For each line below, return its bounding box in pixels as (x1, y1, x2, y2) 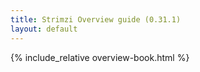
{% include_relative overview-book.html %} (10, 51, 190, 63)
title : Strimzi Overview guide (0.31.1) (10, 14, 182, 25)
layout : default (10, 24, 78, 34)
